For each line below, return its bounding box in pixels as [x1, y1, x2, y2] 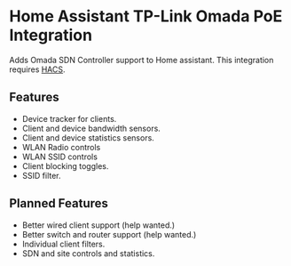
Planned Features [9, 196, 109, 211]
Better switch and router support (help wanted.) [21, 229, 197, 239]
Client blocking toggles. [21, 160, 109, 171]
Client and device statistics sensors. [21, 132, 155, 143]
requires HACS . [9, 64, 66, 75]
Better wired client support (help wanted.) [21, 220, 176, 230]
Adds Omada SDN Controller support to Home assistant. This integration [9, 54, 274, 65]
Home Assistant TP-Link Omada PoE [9, 6, 283, 27]
